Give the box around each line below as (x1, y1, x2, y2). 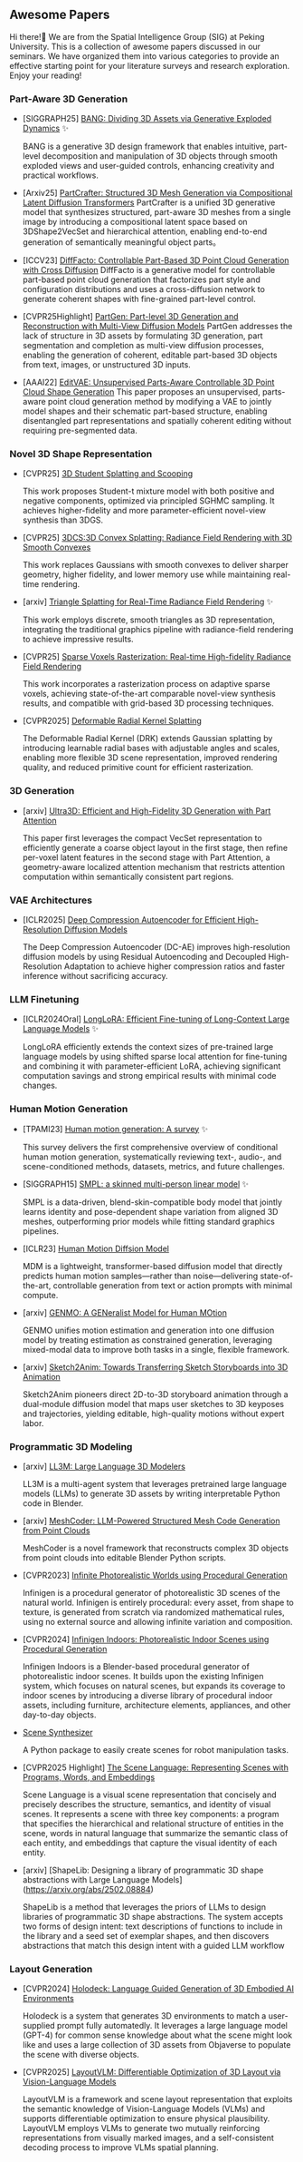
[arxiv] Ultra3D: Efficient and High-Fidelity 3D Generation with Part (22, 805, 271, 816)
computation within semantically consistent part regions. (22, 871, 234, 882)
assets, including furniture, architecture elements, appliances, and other (22, 1699, 291, 1710)
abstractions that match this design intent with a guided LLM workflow (22, 1940, 285, 1951)
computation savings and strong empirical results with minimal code (22, 1071, 278, 1081)
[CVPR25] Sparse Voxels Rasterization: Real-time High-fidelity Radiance (22, 651, 292, 662)
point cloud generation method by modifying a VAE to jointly (48, 396, 272, 407)
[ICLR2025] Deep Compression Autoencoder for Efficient (22, 915, 236, 924)
